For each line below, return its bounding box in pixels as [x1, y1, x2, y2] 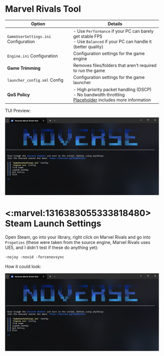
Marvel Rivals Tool [5, 3, 82, 15]
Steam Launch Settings [5, 218, 102, 229]
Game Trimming [7, 65, 41, 71]
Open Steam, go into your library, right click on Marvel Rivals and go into [5, 234, 151, 240]
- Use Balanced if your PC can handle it [73, 38, 152, 44]
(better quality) [73, 44, 103, 49]
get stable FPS [73, 33, 102, 39]
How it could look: [5, 264, 41, 269]
